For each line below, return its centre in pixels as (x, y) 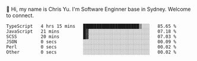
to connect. (20, 15)
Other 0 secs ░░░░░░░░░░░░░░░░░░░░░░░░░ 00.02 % (91, 52)
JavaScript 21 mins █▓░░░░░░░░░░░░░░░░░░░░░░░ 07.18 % (91, 31)
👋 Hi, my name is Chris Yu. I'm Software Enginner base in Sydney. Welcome (99, 9)
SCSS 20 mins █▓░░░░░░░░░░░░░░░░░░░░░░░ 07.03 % (91, 37)
